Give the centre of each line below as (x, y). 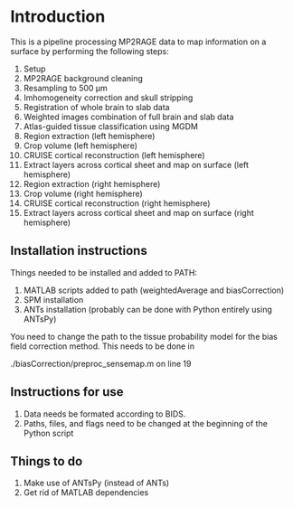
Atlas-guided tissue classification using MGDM (110, 126)
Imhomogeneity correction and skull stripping (108, 98)
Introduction (58, 17)
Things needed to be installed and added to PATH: (104, 272)
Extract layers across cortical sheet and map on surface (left (136, 164)
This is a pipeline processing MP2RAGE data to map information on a (138, 42)
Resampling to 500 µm (65, 88)
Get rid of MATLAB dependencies (86, 493)
